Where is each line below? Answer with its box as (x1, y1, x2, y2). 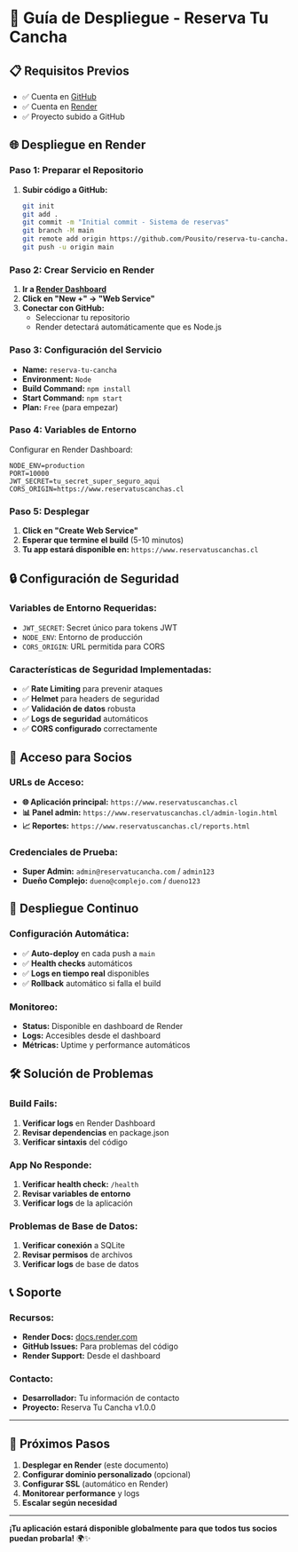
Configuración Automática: (9, 928, 129, 940)
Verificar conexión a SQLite (21, 1240, 126, 1251)
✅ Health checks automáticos (21, 958, 133, 969)
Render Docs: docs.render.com (21, 1332, 138, 1342)
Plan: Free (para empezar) (21, 401, 119, 412)
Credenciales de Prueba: (9, 845, 118, 858)
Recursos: (9, 1311, 55, 1324)
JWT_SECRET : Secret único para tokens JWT (21, 622, 177, 633)
